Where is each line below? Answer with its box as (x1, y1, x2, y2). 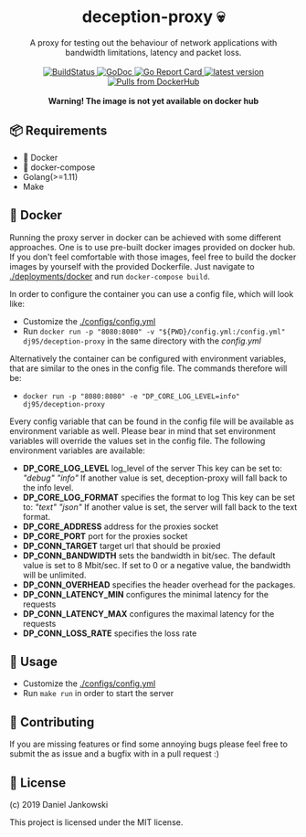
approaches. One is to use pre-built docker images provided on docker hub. (9, 241, 296, 252)
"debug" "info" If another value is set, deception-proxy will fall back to (22, 472, 288, 483)
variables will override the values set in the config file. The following (9, 435, 266, 446)
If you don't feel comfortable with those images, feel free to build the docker (9, 251, 297, 262)
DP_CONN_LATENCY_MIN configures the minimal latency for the (22, 588, 269, 599)
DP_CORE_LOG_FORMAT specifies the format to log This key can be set (22, 492, 295, 503)
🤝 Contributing (9, 715, 95, 730)
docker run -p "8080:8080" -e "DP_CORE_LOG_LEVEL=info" (22, 391, 240, 401)
